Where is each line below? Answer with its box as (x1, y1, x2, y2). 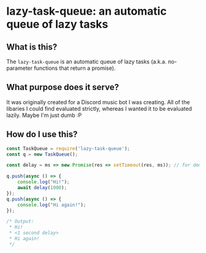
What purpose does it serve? (6, 82, 120, 93)
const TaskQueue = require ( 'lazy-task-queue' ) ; (6, 145, 131, 151)
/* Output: (6, 219, 34, 225)
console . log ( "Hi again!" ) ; (17, 202, 86, 208)
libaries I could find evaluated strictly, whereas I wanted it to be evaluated (6, 105, 192, 112)
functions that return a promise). (33, 64, 116, 72)
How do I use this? (6, 129, 78, 140)
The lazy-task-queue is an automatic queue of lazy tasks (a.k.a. (6, 58, 167, 65)
